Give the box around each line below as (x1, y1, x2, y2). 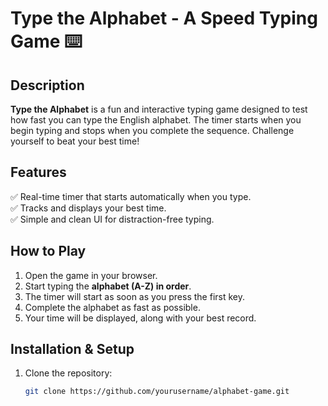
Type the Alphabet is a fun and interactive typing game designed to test (10, 103, 308, 115)
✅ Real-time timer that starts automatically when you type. (10, 190, 252, 202)
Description (10, 77, 85, 94)
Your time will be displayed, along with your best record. (24, 312, 257, 324)
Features (10, 164, 67, 181)
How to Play (10, 243, 87, 260)
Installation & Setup (10, 341, 135, 358)
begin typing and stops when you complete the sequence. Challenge (10, 125, 295, 136)
